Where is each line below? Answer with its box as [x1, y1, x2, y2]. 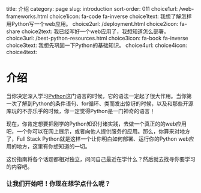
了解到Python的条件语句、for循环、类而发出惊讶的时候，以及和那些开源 [16, 100, 194, 107]
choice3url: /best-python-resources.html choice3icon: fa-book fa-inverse [6, 35, 189, 41]
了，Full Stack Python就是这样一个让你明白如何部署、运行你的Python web [6, 135, 189, 142]
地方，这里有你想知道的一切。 [16, 142, 91, 150]
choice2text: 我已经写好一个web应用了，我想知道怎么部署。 [21, 28, 170, 35]
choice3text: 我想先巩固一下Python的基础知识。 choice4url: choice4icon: [6, 41, 187, 49]
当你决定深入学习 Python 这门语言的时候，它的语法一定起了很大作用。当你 [6, 92, 187, 99]
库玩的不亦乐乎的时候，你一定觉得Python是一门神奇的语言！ [6, 107, 155, 114]
